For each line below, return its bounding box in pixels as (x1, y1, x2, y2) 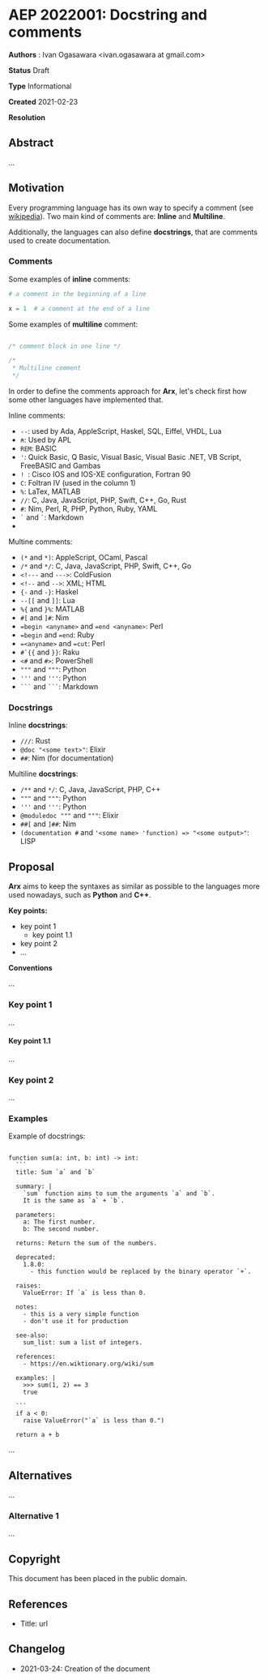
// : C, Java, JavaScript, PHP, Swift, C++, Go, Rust (19, 495, 187, 505)
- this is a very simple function (23, 1310, 139, 1318)
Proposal (8, 859, 55, 873)
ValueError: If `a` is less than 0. (23, 1289, 147, 1297)
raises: (15, 1282, 42, 1290)
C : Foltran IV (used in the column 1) (19, 478, 136, 488)
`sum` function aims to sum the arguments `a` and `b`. (23, 1189, 216, 1198)
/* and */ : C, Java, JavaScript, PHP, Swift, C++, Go (19, 561, 192, 571)
